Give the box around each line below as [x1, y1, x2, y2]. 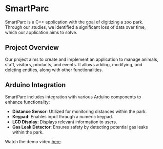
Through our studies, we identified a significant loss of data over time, [5, 24, 146, 30]
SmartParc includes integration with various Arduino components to [5, 93, 142, 100]
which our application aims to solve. [5, 29, 78, 35]
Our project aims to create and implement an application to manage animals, [5, 56, 159, 62]
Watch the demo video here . [5, 138, 62, 144]
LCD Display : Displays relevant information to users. [12, 119, 117, 125]
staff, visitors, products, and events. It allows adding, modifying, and [5, 61, 143, 67]
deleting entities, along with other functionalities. [5, 67, 103, 73]
